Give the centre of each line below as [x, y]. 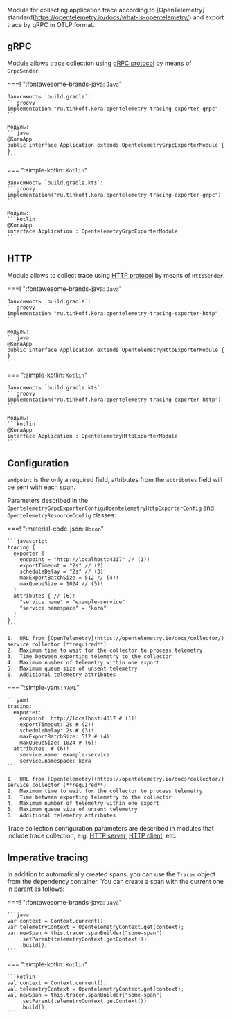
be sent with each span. [42, 487]
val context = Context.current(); [57, 983]
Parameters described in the [48, 501]
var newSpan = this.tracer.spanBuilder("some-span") [85, 933]
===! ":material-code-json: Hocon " [55, 529]
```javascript [28, 542]
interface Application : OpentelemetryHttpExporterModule [92, 436]
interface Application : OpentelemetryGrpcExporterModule [92, 231]
